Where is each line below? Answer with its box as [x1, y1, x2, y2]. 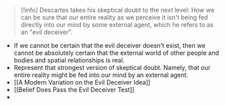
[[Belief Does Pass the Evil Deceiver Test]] [13, 86, 135, 94]
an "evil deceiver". [20, 28, 73, 36]
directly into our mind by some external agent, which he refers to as [20, 21, 214, 28]
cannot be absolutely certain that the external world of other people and [13, 48, 219, 57]
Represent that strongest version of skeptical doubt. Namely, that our [13, 64, 211, 71]
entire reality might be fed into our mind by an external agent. [13, 71, 189, 79]
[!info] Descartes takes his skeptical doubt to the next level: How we [20, 6, 215, 14]
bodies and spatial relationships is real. [13, 56, 125, 64]
